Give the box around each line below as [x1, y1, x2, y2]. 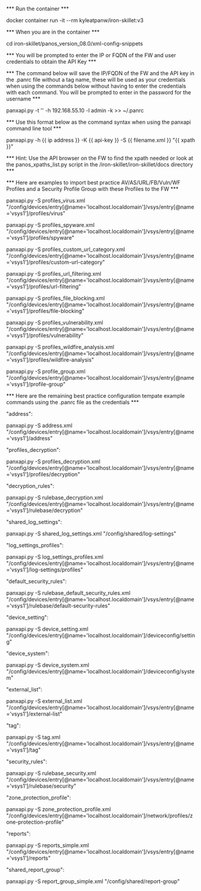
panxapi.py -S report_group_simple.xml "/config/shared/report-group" [6, 878, 180, 885]
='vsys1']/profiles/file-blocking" [6, 308, 85, 314]
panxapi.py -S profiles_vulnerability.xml [6, 319, 103, 326]
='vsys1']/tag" [6, 746, 41, 753]
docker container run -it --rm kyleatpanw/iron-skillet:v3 [6, 17, 144, 23]
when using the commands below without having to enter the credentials [6, 82, 187, 90]
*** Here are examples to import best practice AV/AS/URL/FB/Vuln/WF [6, 179, 181, 186]
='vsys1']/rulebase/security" [6, 782, 77, 789]
